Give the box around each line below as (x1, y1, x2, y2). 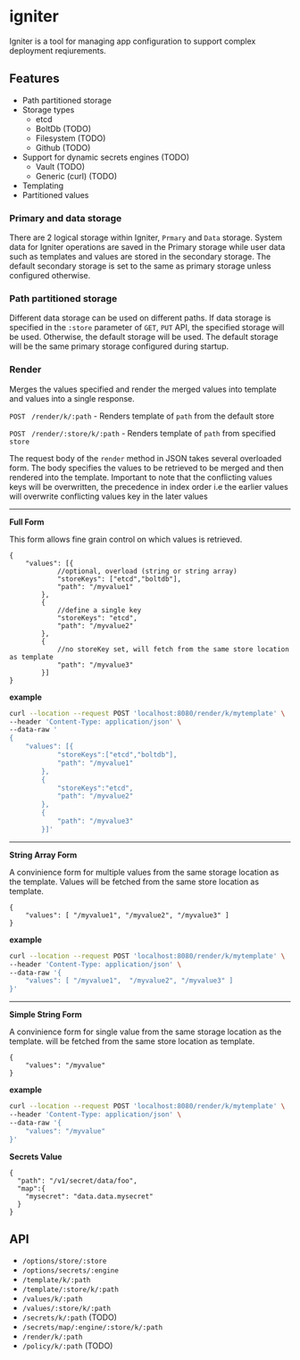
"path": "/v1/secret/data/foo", (17, 1176, 138, 1185)
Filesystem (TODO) (35, 132, 106, 144)
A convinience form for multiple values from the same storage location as (9, 867, 279, 877)
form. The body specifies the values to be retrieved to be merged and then (9, 462, 284, 473)
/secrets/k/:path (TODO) (21, 1312, 118, 1323)
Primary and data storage (9, 211, 122, 224)
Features (9, 71, 60, 87)
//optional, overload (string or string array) (56, 567, 238, 576)
